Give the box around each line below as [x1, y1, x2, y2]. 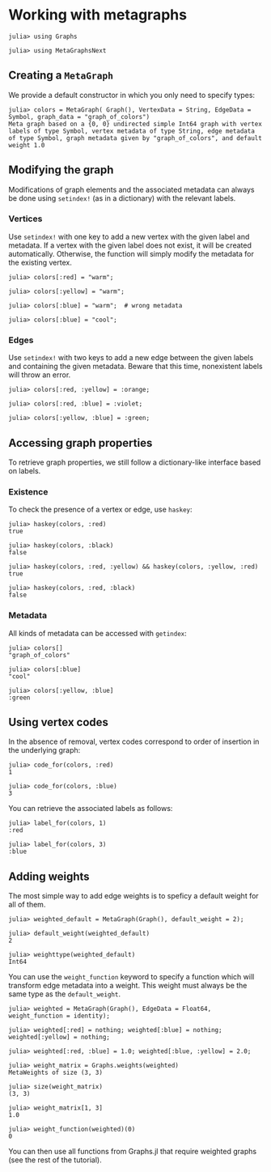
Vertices [8, 213, 43, 224]
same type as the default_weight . [8, 989, 121, 999]
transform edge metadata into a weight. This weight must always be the [8, 981, 248, 991]
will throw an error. [8, 370, 71, 380]
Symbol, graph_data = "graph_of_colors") [8, 113, 150, 121]
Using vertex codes [8, 715, 109, 729]
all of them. [8, 900, 46, 910]
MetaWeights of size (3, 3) [8, 1068, 104, 1077]
